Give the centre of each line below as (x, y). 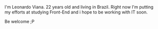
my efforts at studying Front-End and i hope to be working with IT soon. (76, 12)
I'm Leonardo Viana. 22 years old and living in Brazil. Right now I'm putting (79, 7)
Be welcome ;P (19, 22)
